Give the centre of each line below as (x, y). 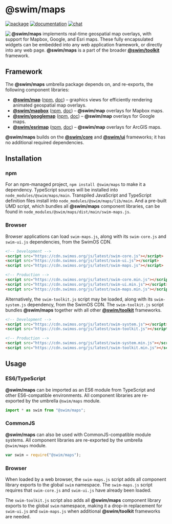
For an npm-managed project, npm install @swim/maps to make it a (76, 184)
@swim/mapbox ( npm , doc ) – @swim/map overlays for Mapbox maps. (88, 110)
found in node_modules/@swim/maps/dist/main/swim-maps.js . (68, 212)
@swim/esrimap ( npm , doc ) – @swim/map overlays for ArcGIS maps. (87, 127)
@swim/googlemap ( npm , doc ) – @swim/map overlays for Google (84, 116)
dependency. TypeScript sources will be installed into (62, 190)
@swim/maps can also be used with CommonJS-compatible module (78, 434)
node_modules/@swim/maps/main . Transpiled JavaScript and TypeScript (79, 195)
